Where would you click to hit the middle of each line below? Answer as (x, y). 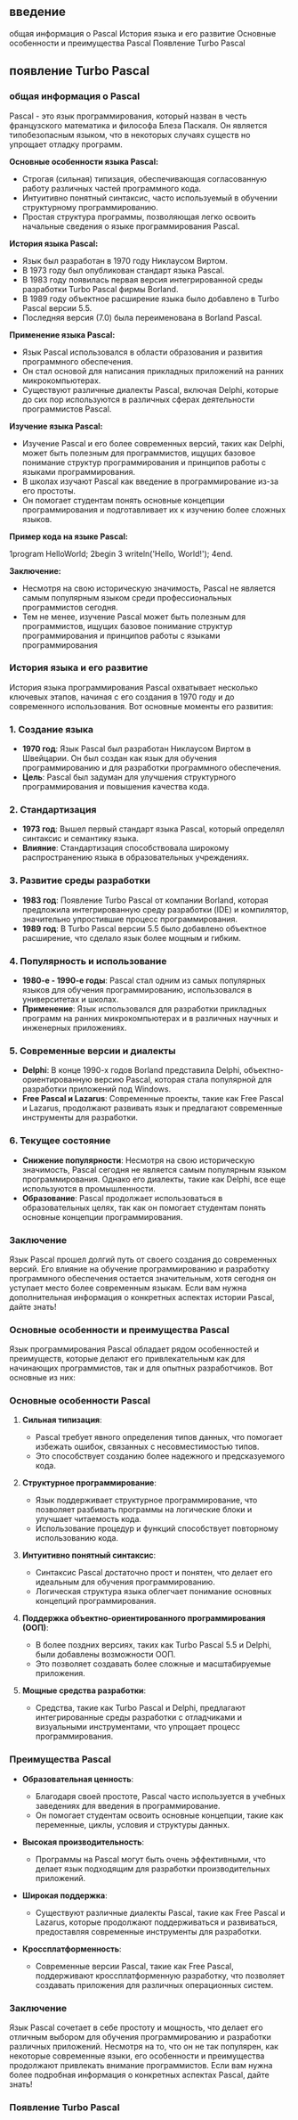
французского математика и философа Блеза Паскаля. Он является (138, 125)
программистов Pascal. (67, 409)
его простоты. (49, 490)
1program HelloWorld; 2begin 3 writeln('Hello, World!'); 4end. (121, 553)
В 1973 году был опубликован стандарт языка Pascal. (123, 270)
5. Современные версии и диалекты (93, 1051)
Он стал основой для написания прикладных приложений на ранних (153, 371)
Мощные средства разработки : (84, 1690)
